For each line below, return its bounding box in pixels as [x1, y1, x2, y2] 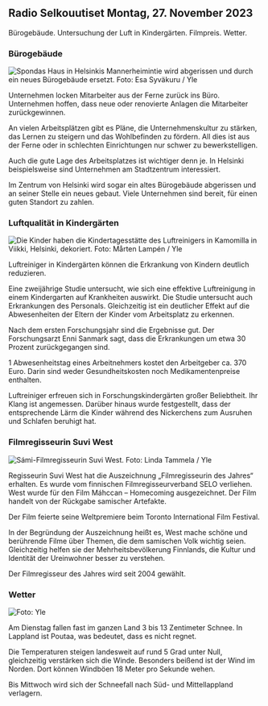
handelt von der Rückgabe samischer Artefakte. [8, 496, 167, 506]
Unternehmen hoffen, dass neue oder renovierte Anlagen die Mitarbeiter [8, 99, 249, 109]
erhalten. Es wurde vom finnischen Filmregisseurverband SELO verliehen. [8, 479, 253, 488]
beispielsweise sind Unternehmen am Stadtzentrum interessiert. [8, 164, 221, 174]
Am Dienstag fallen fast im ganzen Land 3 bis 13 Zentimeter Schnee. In [8, 623, 243, 632]
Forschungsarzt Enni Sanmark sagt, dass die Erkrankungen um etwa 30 [8, 334, 246, 343]
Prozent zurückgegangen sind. [8, 343, 110, 352]
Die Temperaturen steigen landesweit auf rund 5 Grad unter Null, [8, 647, 223, 656]
